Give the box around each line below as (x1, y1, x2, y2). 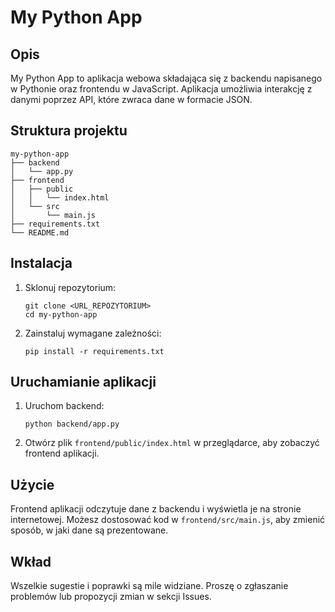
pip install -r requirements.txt (24, 346, 165, 356)
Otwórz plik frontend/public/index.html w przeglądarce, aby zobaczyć (24, 437, 320, 449)
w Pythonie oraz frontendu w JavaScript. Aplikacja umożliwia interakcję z (10, 83, 313, 95)
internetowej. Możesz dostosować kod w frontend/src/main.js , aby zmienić (10, 514, 326, 526)
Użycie (10, 476, 55, 493)
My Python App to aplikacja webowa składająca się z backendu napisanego (10, 72, 323, 84)
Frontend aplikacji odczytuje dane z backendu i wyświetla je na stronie (10, 503, 302, 515)
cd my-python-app (24, 309, 98, 320)
